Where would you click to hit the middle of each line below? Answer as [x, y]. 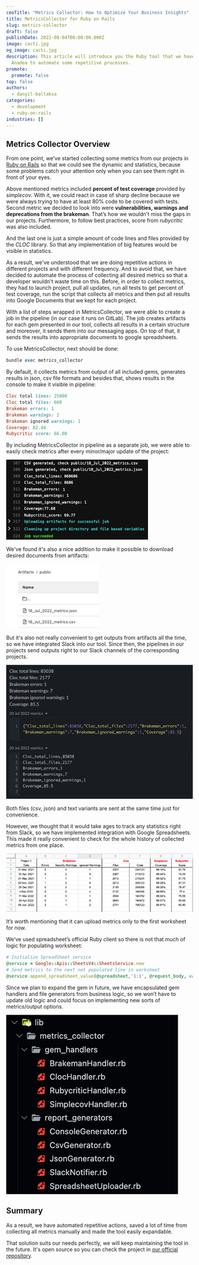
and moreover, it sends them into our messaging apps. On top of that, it [93, 331]
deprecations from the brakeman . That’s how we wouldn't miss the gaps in [98, 214]
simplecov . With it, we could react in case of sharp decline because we [93, 195]
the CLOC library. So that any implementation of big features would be [92, 245]
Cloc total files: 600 [34, 403]
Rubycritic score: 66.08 [37, 434]
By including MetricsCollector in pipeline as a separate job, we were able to [98, 445]
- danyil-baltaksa [34, 94]
